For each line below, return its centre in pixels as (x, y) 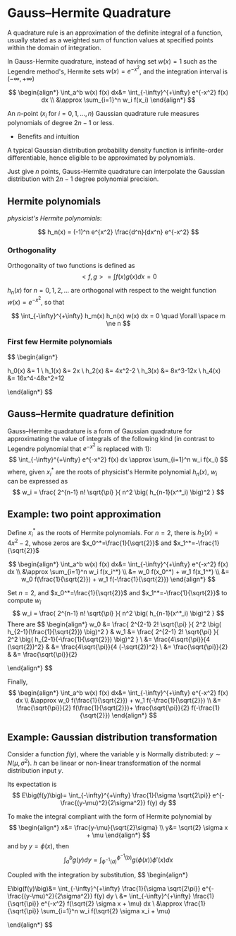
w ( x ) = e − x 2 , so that (36, 301)
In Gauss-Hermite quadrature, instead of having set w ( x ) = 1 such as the (112, 61)
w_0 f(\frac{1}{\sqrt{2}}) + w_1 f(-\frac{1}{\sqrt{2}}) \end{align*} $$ (118, 579)
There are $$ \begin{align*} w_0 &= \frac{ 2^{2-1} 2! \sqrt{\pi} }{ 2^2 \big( (114, 624)
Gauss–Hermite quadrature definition (91, 414)
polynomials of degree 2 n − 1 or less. (61, 123)
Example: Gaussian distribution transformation (112, 737)
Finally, (18, 681)
